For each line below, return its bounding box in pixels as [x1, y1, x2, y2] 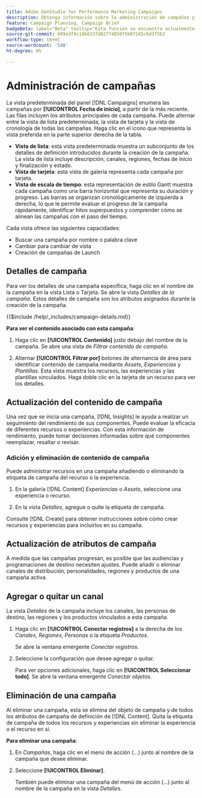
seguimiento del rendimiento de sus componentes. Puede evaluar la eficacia [6, 419, 195, 427]
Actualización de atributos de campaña [6, 539, 156, 549]
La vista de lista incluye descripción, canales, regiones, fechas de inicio [14, 155, 192, 162]
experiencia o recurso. [14, 492, 71, 499]
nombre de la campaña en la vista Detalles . [14, 785, 122, 792]
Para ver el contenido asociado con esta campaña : [6, 324, 135, 332]
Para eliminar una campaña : [6, 737, 78, 745]
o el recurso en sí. [6, 725, 51, 733]
